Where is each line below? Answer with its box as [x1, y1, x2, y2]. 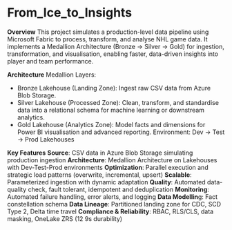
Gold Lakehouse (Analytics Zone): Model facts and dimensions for [17, 120, 206, 128]
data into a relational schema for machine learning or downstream [17, 106, 205, 114]
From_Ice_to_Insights [7, 5, 133, 21]
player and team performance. [7, 57, 94, 65]
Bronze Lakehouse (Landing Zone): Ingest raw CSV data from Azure [17, 84, 211, 92]
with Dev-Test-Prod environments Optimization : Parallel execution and [7, 163, 209, 171]
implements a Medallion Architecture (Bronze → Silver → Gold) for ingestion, [7, 42, 224, 50]
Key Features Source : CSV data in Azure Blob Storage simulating [7, 148, 193, 157]
